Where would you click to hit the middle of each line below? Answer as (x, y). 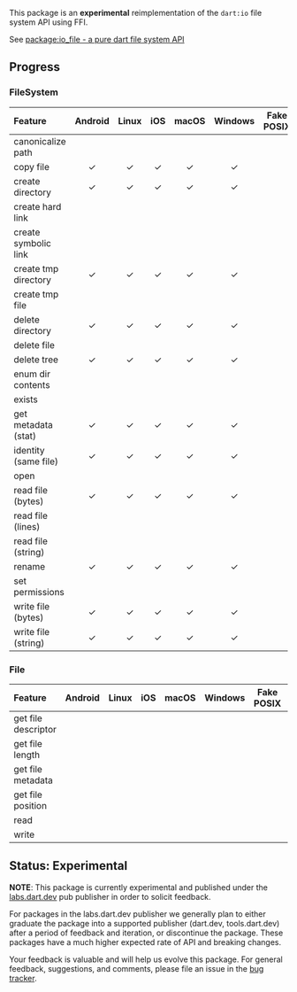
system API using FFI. (49, 22)
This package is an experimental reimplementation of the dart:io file (136, 13)
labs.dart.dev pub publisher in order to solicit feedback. (110, 896)
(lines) (27, 526)
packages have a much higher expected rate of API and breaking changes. (145, 942)
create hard (38, 206)
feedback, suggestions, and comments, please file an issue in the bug (137, 968)
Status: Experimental (69, 866)
